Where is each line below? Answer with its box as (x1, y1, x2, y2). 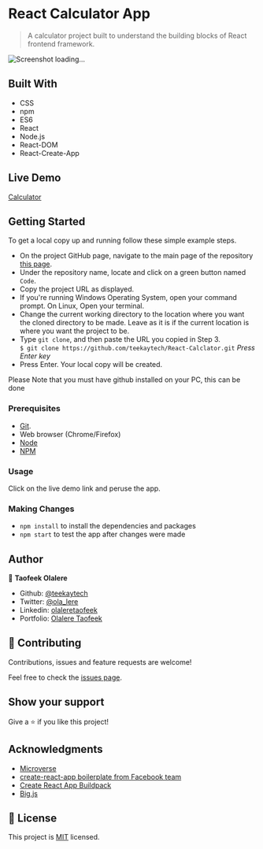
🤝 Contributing (8, 636, 82, 650)
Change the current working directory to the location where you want (19, 310, 245, 319)
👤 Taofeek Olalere (8, 573, 69, 583)
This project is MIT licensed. (8, 832, 100, 842)
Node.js (19, 132, 46, 141)
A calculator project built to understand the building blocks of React (27, 31, 247, 40)
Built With (8, 77, 57, 91)
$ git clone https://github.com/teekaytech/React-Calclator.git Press (19, 343, 256, 353)
